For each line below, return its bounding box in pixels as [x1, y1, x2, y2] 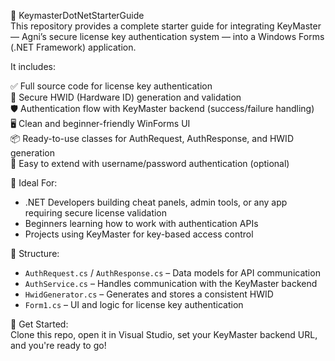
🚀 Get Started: [10, 318, 69, 330]
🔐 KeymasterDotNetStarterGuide [10, 10, 145, 21]
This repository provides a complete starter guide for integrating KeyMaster [10, 20, 322, 32]
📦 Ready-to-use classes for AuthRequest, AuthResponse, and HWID [10, 133, 294, 144]
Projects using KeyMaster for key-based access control [24, 228, 254, 240]
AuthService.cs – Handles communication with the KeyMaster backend [24, 278, 318, 289]
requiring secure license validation [24, 207, 168, 219]
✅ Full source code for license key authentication [10, 80, 213, 92]
